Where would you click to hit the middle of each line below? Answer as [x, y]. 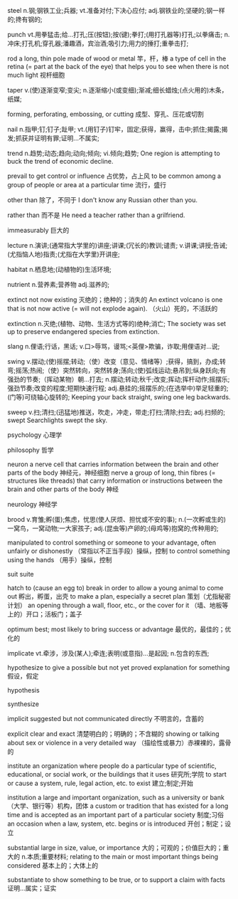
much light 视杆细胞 [36, 75]
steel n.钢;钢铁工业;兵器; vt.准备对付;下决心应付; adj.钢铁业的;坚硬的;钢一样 [116, 10]
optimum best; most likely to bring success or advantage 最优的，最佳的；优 [119, 629]
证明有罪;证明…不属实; [67, 138]
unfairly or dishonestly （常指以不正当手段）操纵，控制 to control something [119, 551]
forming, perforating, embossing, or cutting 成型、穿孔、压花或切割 [106, 114]
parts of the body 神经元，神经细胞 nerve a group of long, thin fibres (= [112, 473]
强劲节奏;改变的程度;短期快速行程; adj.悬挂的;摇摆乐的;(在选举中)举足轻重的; [118, 388]
